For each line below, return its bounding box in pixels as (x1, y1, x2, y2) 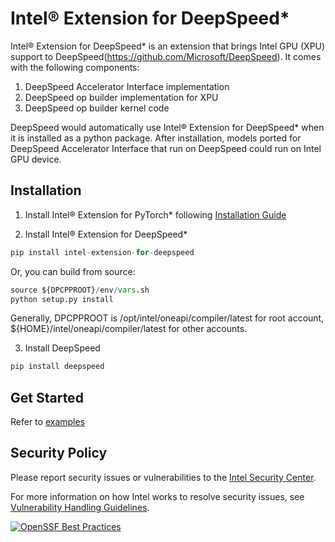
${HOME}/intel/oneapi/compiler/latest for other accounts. (10, 323, 248, 335)
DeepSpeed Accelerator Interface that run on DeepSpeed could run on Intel (10, 142, 322, 154)
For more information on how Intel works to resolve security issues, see (10, 490, 305, 502)
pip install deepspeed (10, 362, 105, 372)
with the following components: (10, 61, 140, 73)
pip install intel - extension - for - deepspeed (10, 247, 195, 257)
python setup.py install (10, 294, 114, 304)
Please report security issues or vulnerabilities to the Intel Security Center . (10, 471, 317, 483)
